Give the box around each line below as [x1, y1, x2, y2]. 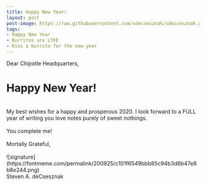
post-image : [6, 20, 37, 26]
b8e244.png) [6, 166, 40, 173]
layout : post [6, 15, 40, 21]
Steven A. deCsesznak [6, 172, 64, 180]
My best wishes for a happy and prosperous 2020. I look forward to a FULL [6, 107, 196, 115]
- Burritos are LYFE [6, 37, 59, 43]
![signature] [6, 153, 36, 161]
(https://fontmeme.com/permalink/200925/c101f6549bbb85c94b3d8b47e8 [6, 159, 197, 167]
